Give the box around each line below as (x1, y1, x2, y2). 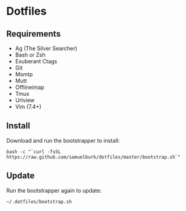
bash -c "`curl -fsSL (6, 148, 61, 155)
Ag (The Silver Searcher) (15, 45, 78, 52)
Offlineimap (15, 84, 44, 91)
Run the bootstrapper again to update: (6, 187, 102, 194)
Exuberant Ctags (15, 58, 58, 65)
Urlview (15, 96, 35, 104)
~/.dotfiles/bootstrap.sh (6, 198, 72, 205)
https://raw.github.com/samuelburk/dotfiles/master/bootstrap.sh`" (6, 154, 181, 160)
